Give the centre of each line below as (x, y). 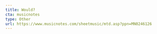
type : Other (18, 19)
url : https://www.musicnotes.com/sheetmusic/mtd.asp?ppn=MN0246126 (79, 24)
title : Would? (20, 10)
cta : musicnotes (23, 14)
